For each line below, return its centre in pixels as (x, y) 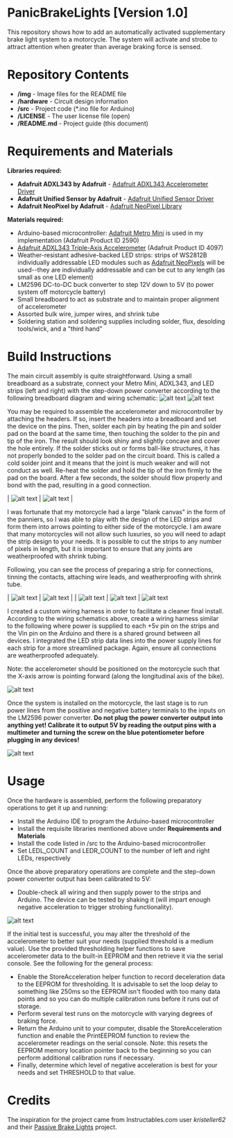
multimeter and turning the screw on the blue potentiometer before (106, 732)
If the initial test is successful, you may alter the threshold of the (99, 934)
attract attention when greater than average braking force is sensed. (105, 46)
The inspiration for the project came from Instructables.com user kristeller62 (116, 1119)
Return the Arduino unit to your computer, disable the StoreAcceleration (119, 1028)
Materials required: (35, 219)
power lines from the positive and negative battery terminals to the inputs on (116, 710)
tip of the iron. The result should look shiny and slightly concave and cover (114, 441)
